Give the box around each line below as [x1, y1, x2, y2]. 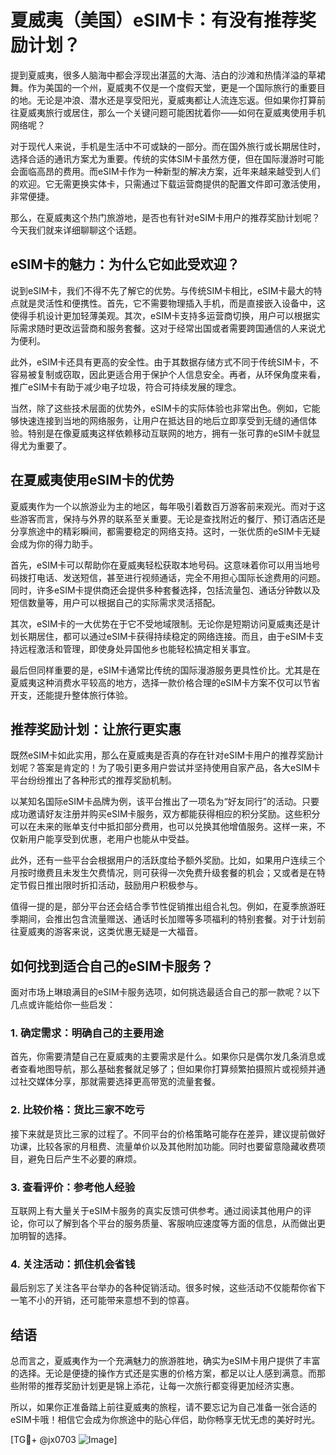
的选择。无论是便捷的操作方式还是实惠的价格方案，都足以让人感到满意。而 [10, 1367, 317, 1380]
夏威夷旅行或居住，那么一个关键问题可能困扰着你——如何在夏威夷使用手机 [18, 106, 326, 118]
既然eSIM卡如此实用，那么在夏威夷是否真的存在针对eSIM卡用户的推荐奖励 [10, 749, 316, 761]
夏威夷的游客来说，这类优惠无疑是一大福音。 [18, 926, 203, 938]
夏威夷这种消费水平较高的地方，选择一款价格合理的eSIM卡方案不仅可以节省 [10, 676, 321, 688]
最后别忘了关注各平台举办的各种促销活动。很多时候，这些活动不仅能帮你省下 [10, 1282, 326, 1294]
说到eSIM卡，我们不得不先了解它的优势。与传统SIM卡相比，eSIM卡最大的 [10, 284, 314, 296]
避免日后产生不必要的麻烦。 [27, 1152, 142, 1165]
